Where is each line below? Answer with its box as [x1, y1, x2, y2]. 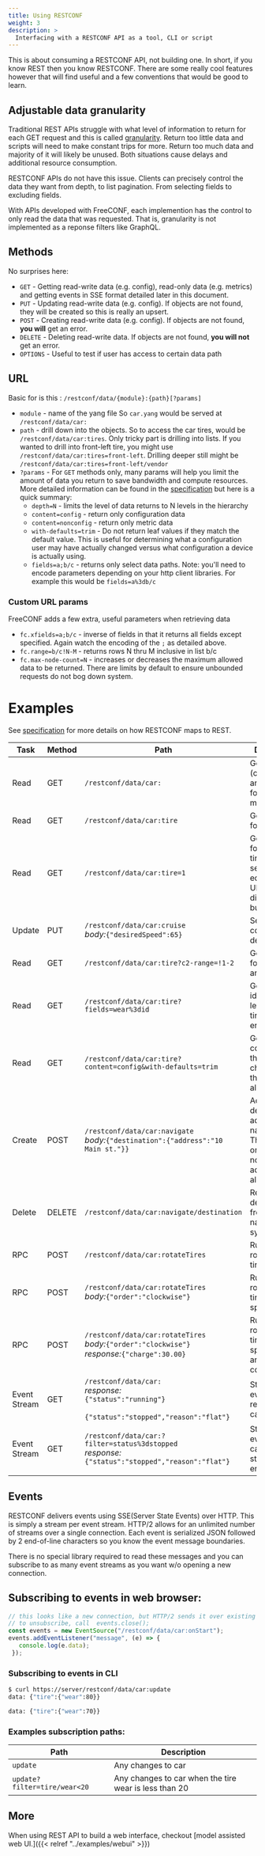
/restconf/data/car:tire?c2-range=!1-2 [84, 958, 234, 967]
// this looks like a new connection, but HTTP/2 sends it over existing [8, 1612, 256, 1620]
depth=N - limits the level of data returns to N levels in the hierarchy [31, 500, 248, 510]
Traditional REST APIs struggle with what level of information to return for [8, 124, 246, 135]
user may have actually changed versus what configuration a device [31, 543, 254, 552]
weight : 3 [8, 19, 41, 27]
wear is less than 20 [114, 1782, 189, 1793]
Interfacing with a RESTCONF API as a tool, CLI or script [15, 33, 214, 42]
